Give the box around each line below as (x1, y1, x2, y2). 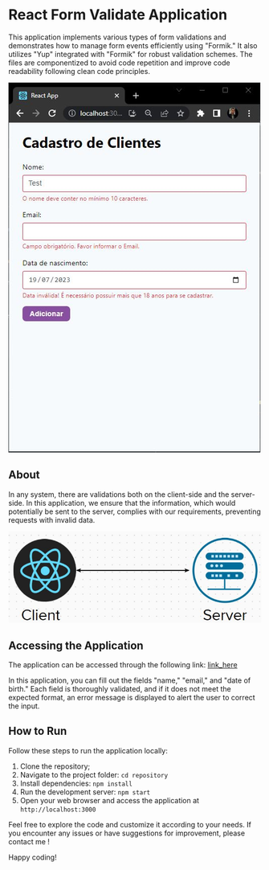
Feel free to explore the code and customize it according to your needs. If (8, 819, 251, 829)
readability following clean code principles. (8, 66, 151, 76)
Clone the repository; (19, 761, 91, 771)
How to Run (8, 724, 67, 738)
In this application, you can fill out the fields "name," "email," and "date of (8, 675, 251, 685)
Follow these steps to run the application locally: (8, 745, 169, 755)
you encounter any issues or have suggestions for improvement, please (8, 828, 246, 838)
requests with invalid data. (8, 515, 96, 524)
